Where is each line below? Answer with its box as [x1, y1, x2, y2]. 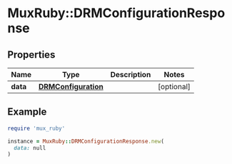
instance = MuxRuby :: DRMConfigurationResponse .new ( [7, 138, 164, 145]
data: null [14, 144, 46, 151]
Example [7, 106, 47, 118]
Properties [7, 48, 56, 61]
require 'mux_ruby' [7, 125, 66, 132]
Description [110, 70, 151, 79]
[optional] [158, 82, 191, 91]
